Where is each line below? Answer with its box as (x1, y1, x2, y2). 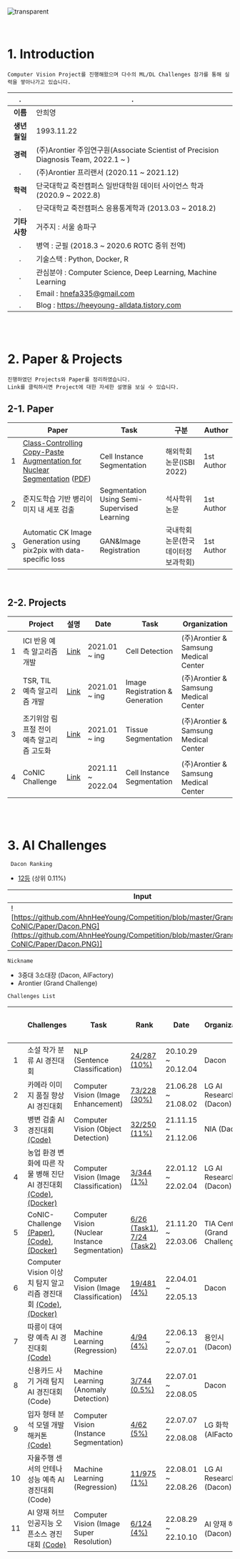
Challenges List (7, 993, 56, 1000)
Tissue (125, 724, 149, 734)
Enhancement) (74, 1099, 124, 1109)
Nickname (7, 957, 34, 965)
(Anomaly (74, 1385, 106, 1395)
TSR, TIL (22, 675, 51, 685)
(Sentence (74, 1055, 109, 1065)
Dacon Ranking (10, 861, 53, 868)
